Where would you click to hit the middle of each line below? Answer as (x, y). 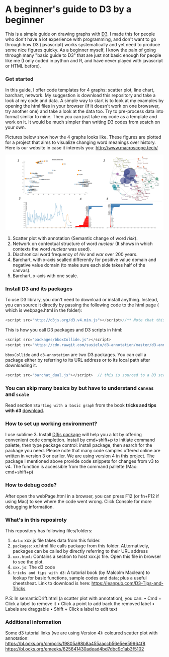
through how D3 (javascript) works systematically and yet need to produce (83, 44)
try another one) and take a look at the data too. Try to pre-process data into (84, 111)
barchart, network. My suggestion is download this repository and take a (80, 95)
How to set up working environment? (51, 424)
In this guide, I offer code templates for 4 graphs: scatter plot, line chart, (80, 90)
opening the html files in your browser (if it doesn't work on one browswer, (82, 106)
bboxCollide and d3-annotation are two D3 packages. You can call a (76, 354)
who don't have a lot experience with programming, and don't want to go (81, 39)
